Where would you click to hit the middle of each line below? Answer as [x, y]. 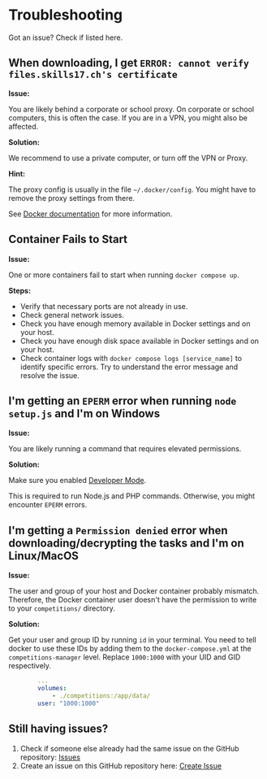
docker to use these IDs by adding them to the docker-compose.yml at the [130, 649]
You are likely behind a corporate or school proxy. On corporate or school [131, 109]
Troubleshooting [66, 15]
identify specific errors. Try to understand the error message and [129, 367]
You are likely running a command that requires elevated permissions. [125, 449]
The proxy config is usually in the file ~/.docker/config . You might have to [132, 189]
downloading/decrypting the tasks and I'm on [127, 543]
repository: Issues [50, 757]
